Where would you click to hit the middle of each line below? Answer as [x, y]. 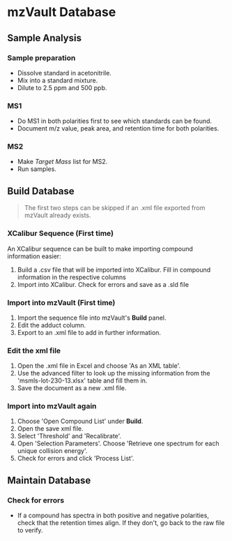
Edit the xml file [34, 350]
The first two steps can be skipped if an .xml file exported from [115, 208]
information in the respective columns [72, 277]
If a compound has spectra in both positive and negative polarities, [113, 516]
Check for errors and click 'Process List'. [76, 459]
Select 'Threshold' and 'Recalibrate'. [69, 436]
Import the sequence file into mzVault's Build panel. [92, 318]
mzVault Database [62, 12]
